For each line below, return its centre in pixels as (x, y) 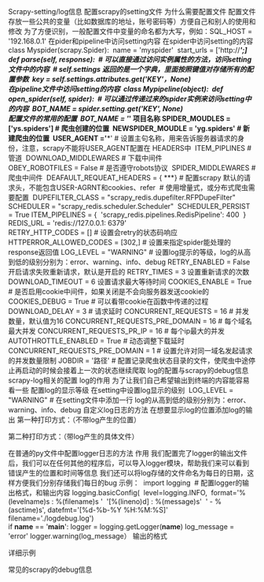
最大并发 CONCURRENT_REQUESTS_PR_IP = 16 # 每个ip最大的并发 (117, 331)
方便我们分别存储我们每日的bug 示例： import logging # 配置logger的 (128, 483)
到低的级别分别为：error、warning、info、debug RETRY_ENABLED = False (129, 262)
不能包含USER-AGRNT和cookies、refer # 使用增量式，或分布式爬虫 (139, 187)
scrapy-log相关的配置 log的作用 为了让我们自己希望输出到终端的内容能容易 (129, 380)
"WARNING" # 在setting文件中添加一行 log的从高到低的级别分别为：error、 (129, 400)
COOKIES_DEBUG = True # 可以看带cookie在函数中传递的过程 (108, 301)
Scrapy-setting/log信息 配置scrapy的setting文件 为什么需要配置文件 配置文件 (132, 11)
